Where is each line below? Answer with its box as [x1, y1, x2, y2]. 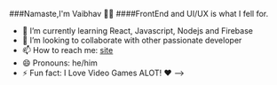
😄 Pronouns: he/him [21, 58, 98, 68]
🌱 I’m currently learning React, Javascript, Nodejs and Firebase [21, 26, 253, 35]
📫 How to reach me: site [21, 45, 114, 55]
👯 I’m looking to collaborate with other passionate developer [21, 35, 242, 45]
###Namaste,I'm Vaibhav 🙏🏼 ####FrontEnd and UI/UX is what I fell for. [9, 9, 269, 19]
